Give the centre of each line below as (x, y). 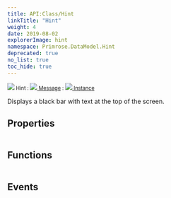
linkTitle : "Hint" (34, 21)
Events (23, 187)
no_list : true (28, 60)
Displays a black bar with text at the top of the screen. (86, 101)
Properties (31, 123)
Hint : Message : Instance (55, 88)
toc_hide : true (30, 66)
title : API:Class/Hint (41, 14)
